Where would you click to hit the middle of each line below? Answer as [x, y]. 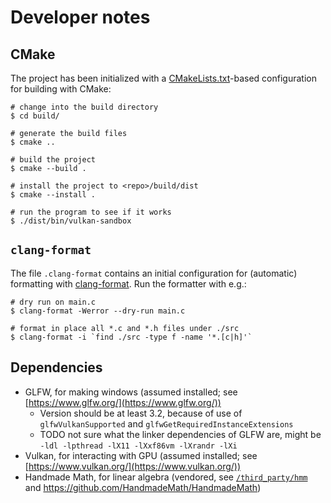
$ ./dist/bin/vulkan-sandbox [71, 221]
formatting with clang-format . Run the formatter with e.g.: [128, 283]
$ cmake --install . [53, 195]
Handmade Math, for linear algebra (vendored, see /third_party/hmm [166, 477]
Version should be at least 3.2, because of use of [141, 413]
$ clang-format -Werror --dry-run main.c [98, 311]
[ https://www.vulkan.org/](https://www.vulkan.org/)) [133, 466]
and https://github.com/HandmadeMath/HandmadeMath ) [143, 487]
